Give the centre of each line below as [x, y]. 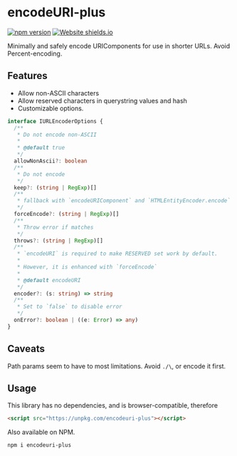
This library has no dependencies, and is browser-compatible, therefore [113, 405]
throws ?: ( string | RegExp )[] [58, 240]
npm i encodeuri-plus [39, 445]
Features [27, 76]
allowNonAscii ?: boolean [51, 161]
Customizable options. [51, 108]
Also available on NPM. [41, 432]
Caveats [26, 349]
